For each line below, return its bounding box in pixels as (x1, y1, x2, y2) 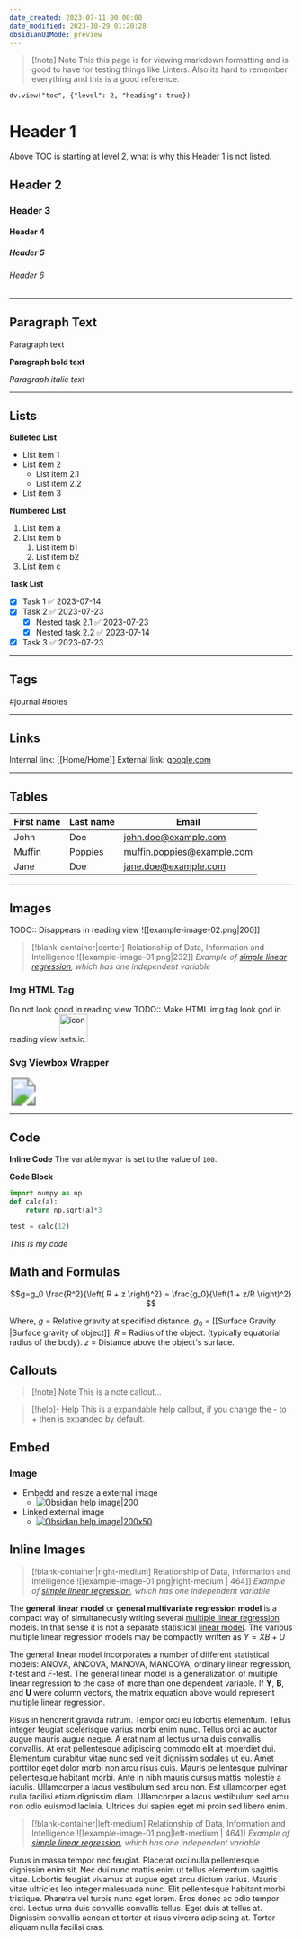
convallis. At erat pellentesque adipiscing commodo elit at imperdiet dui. (9, 1743, 277, 1753)
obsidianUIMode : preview (9, 30, 102, 39)
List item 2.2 (35, 479, 83, 490)
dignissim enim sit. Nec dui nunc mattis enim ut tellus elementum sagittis (9, 1863, 279, 1875)
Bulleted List (9, 432, 58, 443)
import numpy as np (9, 1189, 83, 1198)
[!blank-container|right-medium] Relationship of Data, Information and (31, 1566, 291, 1577)
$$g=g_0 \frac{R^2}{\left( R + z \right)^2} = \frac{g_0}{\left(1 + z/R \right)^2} (10, 1288, 292, 1299)
